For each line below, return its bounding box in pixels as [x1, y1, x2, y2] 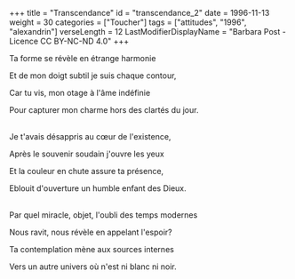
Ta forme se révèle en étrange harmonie [9, 53, 156, 63]
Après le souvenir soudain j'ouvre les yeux [9, 148, 164, 159]
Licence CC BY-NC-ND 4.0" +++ [9, 36, 130, 46]
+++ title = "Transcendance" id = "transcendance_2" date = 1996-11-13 [9, 8, 270, 18]
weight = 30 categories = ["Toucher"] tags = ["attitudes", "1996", [9, 17, 247, 28]
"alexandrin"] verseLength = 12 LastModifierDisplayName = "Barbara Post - [9, 27, 286, 36]
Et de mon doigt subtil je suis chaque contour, [9, 70, 177, 81]
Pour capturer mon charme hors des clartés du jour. [9, 105, 199, 115]
